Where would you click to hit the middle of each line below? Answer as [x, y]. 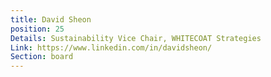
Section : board [42, 57]
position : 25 [37, 29]
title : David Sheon [51, 19]
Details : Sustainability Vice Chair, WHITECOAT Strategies [136, 38]
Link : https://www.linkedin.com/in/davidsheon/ [111, 47]
